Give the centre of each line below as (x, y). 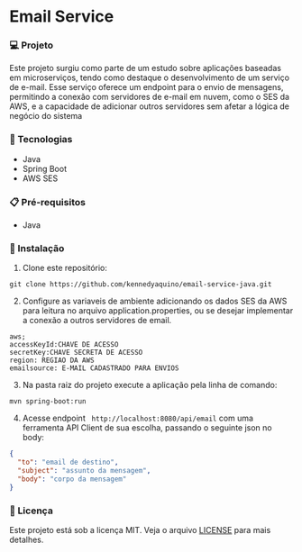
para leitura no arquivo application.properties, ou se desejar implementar (158, 311)
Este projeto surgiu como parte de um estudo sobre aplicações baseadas (146, 68)
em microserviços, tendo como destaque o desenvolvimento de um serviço (150, 77)
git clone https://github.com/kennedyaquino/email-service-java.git (141, 285)
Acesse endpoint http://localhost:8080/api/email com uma (138, 418)
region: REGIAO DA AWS (52, 361)
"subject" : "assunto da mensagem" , (84, 471)
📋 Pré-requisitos (47, 202)
